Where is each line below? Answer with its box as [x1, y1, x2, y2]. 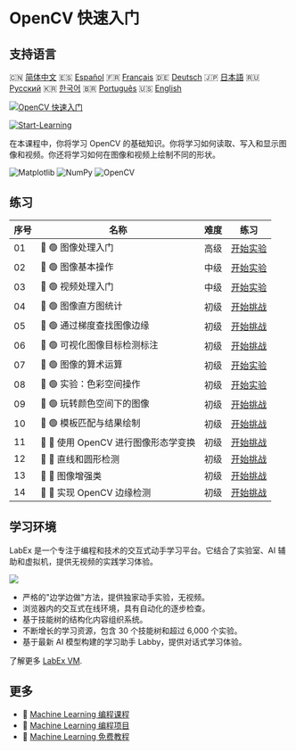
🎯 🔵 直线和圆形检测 [40, 452, 120, 465]
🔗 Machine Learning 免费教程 [21, 731, 130, 742]
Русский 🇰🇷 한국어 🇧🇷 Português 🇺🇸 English [9, 83, 183, 94]
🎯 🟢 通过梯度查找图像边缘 [40, 318, 150, 331]
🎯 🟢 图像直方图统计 [40, 300, 123, 312]
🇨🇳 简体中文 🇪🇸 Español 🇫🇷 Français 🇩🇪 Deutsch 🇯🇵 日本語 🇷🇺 [9, 72, 260, 82]
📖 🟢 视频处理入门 [40, 280, 114, 293]
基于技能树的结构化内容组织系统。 [21, 614, 148, 624]
